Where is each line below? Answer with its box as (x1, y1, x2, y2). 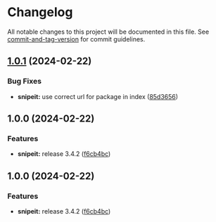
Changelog (7, 4, 73, 20)
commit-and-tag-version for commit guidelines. (7, 34, 146, 43)
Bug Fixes (7, 77, 42, 86)
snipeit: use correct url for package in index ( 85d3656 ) (17, 92, 178, 100)
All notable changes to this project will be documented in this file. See (7, 27, 210, 36)
